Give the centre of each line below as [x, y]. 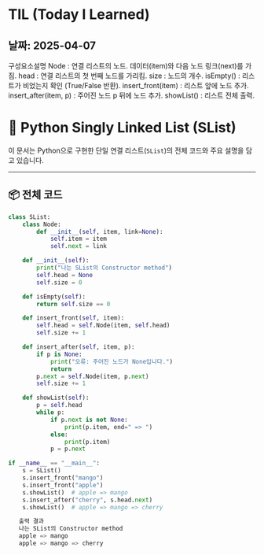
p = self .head [59, 405]
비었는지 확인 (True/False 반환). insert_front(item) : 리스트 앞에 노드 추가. [136, 85]
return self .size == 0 [73, 304]
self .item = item [79, 239]
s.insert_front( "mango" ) [63, 478]
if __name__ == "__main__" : [54, 463]
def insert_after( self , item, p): [79, 347]
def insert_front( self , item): [73, 318]
